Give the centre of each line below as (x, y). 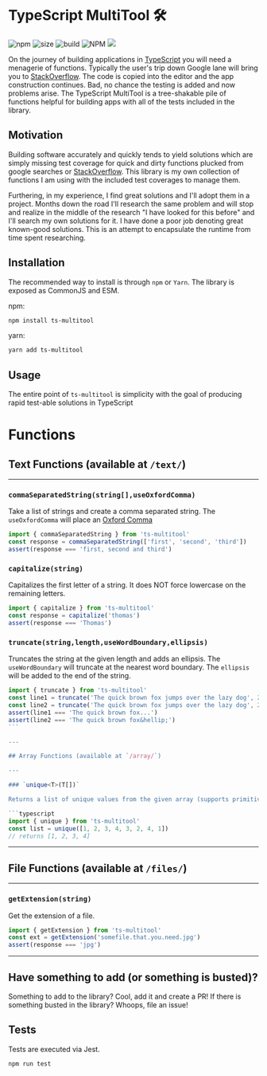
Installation (37, 263)
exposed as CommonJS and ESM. (64, 290)
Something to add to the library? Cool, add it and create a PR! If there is (125, 996)
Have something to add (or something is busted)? (133, 977)
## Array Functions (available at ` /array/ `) (85, 756)
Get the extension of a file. (52, 915)
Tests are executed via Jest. (54, 1049)
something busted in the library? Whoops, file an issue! (98, 1004)
